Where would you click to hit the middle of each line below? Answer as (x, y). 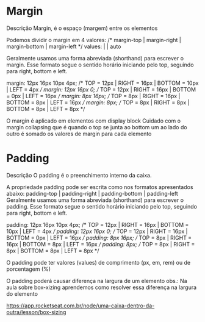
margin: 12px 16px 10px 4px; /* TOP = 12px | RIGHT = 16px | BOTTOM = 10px (103, 83)
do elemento (22, 293)
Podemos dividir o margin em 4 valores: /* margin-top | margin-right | (94, 40)
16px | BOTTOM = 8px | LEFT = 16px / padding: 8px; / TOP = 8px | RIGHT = (101, 244)
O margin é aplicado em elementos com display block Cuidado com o (94, 121)
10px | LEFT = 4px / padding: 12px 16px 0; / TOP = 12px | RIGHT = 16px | (97, 231)
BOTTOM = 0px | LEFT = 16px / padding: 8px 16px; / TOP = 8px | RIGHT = (99, 238)
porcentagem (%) (28, 269)
